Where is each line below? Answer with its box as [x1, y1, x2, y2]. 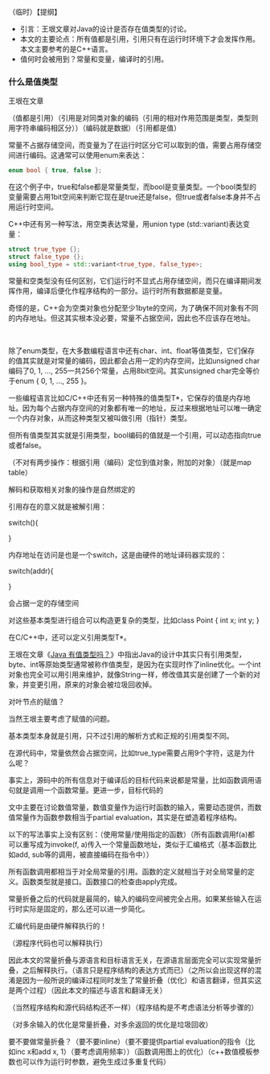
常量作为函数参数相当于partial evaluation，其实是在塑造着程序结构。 [14, 812, 241, 822]
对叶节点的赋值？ [8, 697, 65, 706]
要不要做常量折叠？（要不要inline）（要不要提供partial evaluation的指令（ [8, 1036, 248, 1046]
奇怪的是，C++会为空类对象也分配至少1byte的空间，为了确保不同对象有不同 [8, 302, 259, 312]
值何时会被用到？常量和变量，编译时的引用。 [19, 55, 169, 64]
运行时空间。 [14, 202, 58, 212]
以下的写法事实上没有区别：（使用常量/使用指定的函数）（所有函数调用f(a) [8, 829, 248, 839]
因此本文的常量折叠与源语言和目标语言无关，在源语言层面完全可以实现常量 [8, 955, 255, 965]
